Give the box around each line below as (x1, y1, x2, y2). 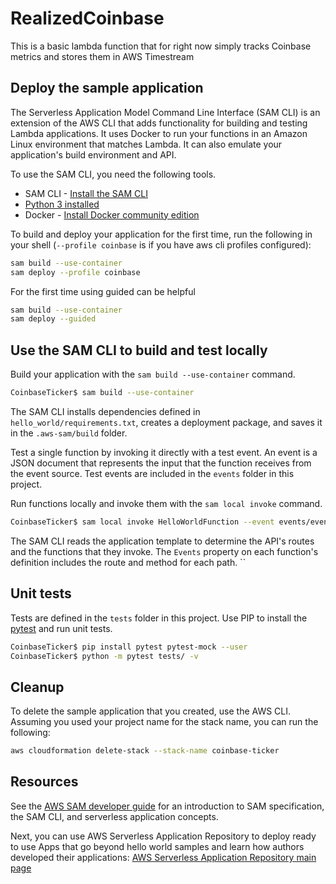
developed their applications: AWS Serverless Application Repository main (10, 851, 317, 863)
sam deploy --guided (10, 314, 97, 324)
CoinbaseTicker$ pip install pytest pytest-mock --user (10, 642, 248, 652)
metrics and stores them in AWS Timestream (10, 50, 195, 62)
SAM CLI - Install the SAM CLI (24, 187, 148, 199)
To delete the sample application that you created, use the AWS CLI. (10, 705, 292, 717)
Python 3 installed (24, 198, 100, 210)
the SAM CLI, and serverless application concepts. (10, 810, 219, 822)
